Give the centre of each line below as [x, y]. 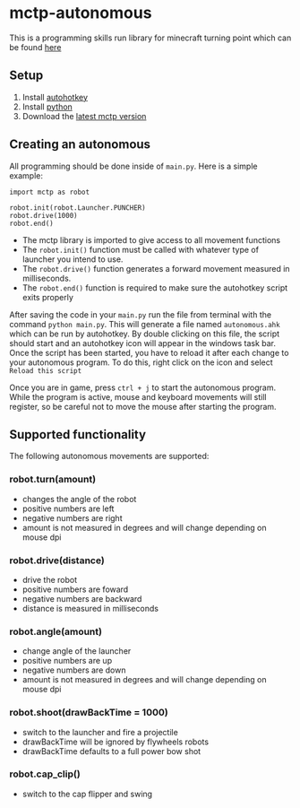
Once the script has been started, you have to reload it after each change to [149, 352]
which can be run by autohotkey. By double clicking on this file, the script [145, 334]
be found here [35, 47]
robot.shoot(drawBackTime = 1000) [89, 713]
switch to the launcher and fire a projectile [100, 732]
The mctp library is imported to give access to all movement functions [151, 239]
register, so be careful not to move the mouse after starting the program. [143, 406]
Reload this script [46, 370]
